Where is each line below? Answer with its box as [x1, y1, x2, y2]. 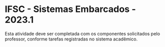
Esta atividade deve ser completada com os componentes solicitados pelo [5, 30, 160, 36]
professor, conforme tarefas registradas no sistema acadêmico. [5, 36, 138, 42]
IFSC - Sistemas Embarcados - [5, 3, 136, 15]
